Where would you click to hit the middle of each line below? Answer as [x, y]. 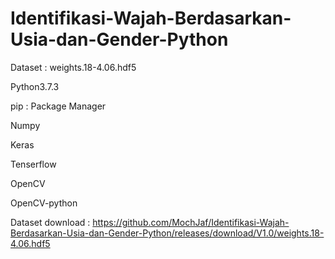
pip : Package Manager [58, 106]
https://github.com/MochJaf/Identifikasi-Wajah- [191, 222]
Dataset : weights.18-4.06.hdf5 [73, 67]
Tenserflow [33, 164]
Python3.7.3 [35, 86]
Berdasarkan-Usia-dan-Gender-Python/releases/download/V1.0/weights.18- [167, 233]
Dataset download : [50, 222]
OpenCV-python [44, 203]
